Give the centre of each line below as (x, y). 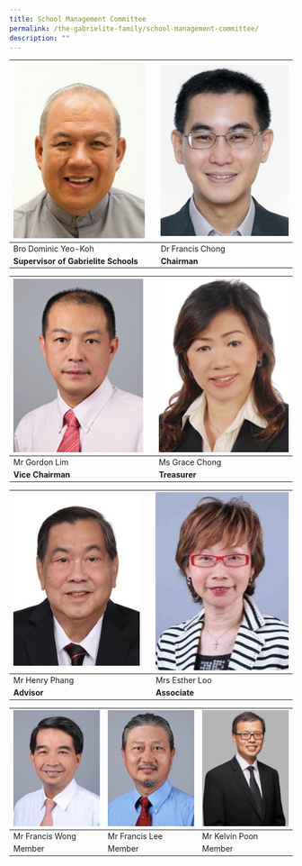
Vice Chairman (42, 475)
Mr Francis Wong (44, 836)
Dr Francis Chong (193, 249)
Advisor (28, 693)
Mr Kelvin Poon (230, 836)
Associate (175, 693)
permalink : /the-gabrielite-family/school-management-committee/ (134, 28)
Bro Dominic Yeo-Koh (53, 249)
